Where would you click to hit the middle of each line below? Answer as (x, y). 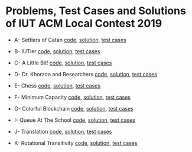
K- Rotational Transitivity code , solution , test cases (76, 143)
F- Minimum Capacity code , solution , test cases (72, 97)
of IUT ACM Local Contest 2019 (84, 23)
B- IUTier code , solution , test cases (57, 51)
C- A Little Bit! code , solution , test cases (63, 63)
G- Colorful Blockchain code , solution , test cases (74, 108)
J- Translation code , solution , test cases (63, 131)
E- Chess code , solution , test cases (57, 85)
